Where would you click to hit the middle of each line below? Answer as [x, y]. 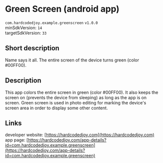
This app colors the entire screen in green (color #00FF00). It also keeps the [82, 92]
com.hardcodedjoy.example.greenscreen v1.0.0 [52, 23]
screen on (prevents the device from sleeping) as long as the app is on [76, 97]
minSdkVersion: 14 [24, 27]
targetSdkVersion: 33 [26, 33]
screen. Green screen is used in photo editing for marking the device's [76, 102]
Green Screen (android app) [62, 9]
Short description [32, 48]
